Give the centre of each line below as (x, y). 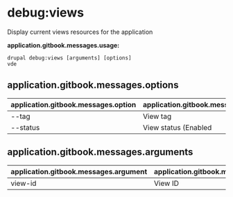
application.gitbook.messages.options (93, 85)
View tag (157, 116)
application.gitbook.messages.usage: (63, 45)
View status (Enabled (178, 127)
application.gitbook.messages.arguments (100, 152)
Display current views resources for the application (80, 32)
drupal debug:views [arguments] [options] (69, 58)
